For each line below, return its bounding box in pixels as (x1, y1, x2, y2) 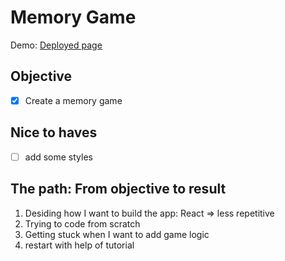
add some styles (24, 151, 93, 163)
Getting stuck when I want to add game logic (24, 228, 210, 240)
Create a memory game (24, 94, 123, 106)
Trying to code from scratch (24, 217, 141, 230)
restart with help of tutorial (24, 239, 135, 251)
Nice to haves (10, 124, 98, 141)
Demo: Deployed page (10, 39, 103, 51)
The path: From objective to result (10, 181, 227, 198)
